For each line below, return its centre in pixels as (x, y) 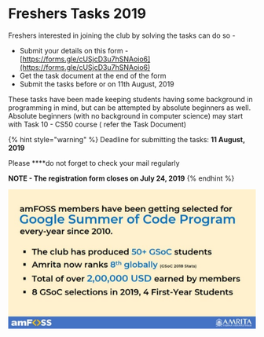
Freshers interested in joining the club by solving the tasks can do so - (122, 35)
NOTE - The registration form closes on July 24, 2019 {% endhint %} (121, 178)
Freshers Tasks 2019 (77, 14)
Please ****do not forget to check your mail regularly (94, 163)
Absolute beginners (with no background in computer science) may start (126, 115)
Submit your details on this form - (74, 50)
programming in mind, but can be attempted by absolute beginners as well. (130, 108)
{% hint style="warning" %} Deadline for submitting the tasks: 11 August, (126, 139)
